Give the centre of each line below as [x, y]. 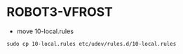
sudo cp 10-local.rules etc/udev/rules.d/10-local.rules [91, 44]
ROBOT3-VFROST [60, 12]
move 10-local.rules [45, 31]
